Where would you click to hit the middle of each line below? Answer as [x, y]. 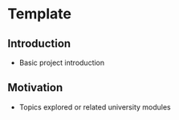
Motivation [35, 88]
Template [39, 14]
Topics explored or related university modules [95, 107]
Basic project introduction [62, 62]
